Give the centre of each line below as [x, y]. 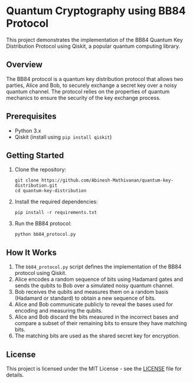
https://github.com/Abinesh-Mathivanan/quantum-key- [107, 181]
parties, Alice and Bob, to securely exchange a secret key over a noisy [91, 85]
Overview [24, 65]
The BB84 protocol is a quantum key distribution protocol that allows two [95, 79]
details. [15, 375]
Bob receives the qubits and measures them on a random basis [91, 292]
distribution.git [36, 186]
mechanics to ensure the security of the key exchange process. [84, 98]
